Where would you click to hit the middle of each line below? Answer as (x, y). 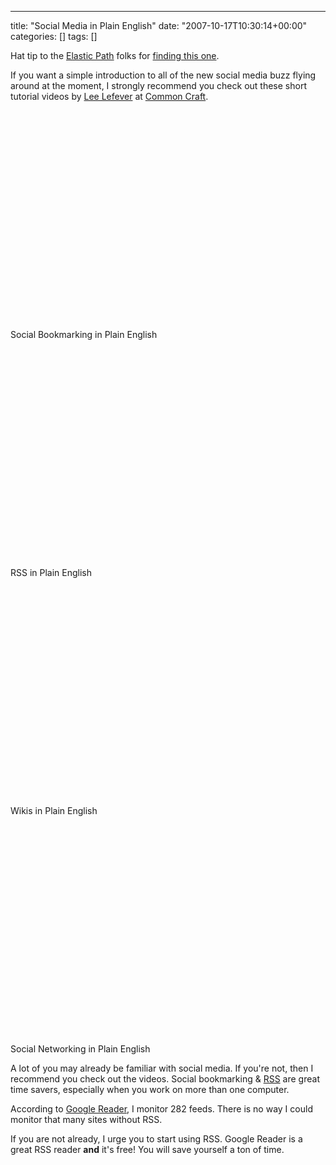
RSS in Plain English (51, 572)
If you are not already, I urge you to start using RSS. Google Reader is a (156, 1139)
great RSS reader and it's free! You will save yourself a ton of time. (147, 1149)
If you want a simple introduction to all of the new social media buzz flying (163, 75)
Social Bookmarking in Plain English (84, 334)
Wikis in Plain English (54, 810)
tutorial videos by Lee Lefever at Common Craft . (109, 96)
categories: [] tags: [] (54, 36)
